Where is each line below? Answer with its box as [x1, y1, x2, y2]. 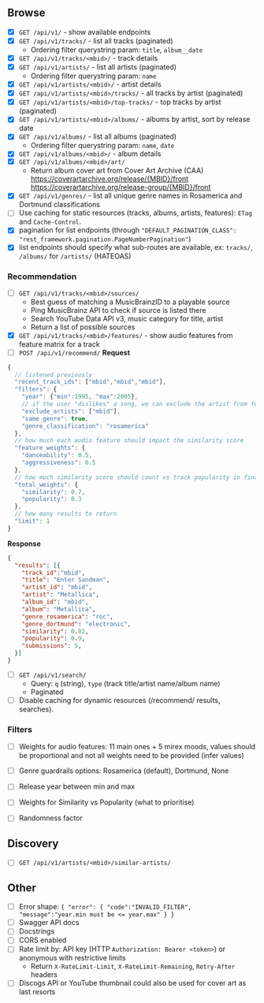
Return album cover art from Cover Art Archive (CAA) [30, 165, 204, 176]
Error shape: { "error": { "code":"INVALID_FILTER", [18, 902, 192, 912]
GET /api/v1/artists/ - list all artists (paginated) [18, 62, 177, 72]
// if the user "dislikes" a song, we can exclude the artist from [21, 400, 247, 408]
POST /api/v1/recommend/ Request [18, 347, 131, 357]
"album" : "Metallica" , [21, 605, 96, 613]
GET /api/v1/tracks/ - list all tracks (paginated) [18, 35, 174, 46]
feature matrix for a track [18, 339, 100, 349]
